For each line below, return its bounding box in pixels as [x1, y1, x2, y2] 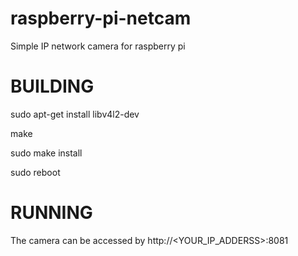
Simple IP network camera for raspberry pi [10, 40, 186, 52]
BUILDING [10, 75, 95, 98]
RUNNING [10, 202, 93, 224]
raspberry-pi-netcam [10, 7, 192, 30]
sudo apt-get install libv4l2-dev [10, 108, 140, 120]
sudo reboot [10, 166, 61, 178]
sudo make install [10, 147, 83, 159]
